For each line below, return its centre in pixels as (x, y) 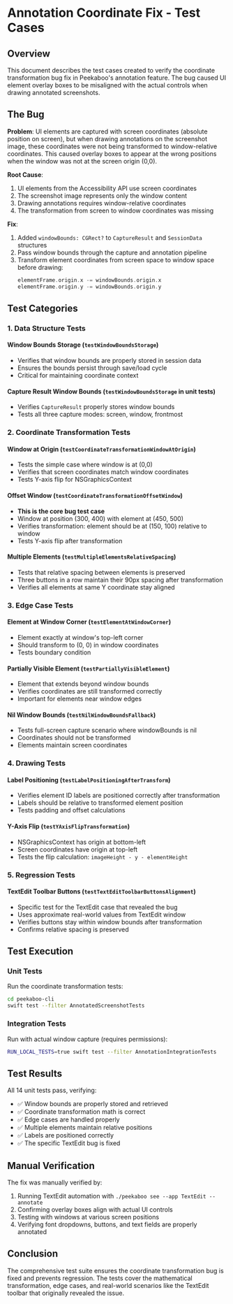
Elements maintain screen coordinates (72, 745)
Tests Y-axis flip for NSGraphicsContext (75, 480)
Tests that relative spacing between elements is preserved (101, 572)
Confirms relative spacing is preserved (73, 929)
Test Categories (43, 308)
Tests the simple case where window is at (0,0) (85, 465)
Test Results (35, 1074)
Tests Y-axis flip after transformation (70, 540)
